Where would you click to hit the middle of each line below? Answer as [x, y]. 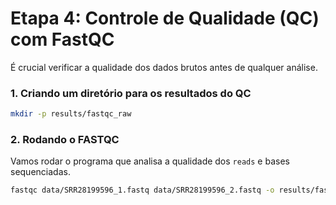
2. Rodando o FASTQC [65, 140]
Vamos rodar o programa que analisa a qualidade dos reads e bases [150, 161]
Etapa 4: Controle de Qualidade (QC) [165, 18]
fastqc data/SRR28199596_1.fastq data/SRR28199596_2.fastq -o [142, 190]
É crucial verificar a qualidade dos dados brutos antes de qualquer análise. [164, 67]
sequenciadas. [40, 172]
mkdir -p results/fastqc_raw [71, 114]
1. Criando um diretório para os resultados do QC [131, 93]
